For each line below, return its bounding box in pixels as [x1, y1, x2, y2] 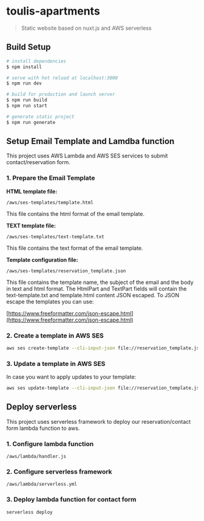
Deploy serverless [6, 402, 77, 412]
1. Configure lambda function [6, 440, 94, 448]
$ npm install [6, 64, 42, 70]
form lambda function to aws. [6, 424, 80, 432]
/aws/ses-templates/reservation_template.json [6, 267, 126, 274]
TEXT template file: [6, 222, 56, 229]
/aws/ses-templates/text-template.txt [6, 233, 104, 240]
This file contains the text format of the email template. [6, 244, 144, 252]
